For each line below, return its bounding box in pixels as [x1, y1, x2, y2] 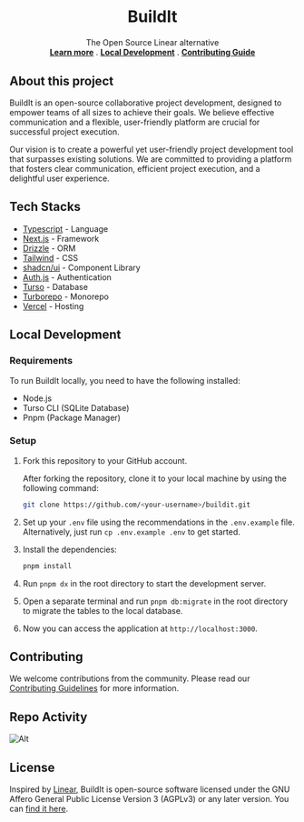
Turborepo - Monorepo [22, 291, 109, 302]
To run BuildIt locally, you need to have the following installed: [9, 375, 240, 386]
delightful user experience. [9, 173, 111, 184]
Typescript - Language [22, 223, 109, 234]
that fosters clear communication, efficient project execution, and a [9, 164, 260, 174]
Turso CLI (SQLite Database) [22, 402, 130, 413]
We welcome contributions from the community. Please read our [9, 673, 250, 684]
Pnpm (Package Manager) [22, 412, 121, 423]
